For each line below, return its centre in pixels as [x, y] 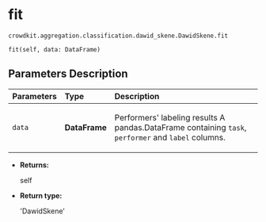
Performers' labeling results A [170, 117]
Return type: [41, 195]
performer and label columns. [170, 137]
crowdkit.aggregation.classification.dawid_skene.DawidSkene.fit [118, 36]
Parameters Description [68, 74]
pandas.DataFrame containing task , [180, 127]
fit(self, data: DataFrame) [55, 49]
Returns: [34, 165]
